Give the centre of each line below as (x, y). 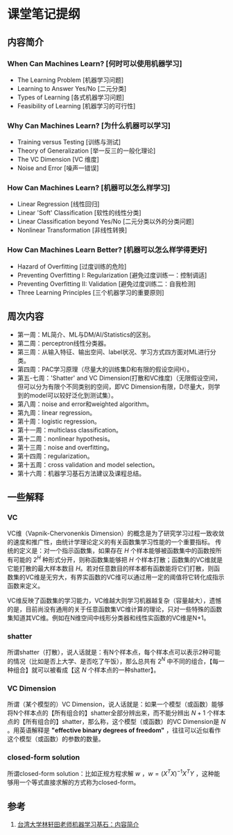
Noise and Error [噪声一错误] (58, 168)
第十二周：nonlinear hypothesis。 (66, 439)
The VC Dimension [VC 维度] (58, 160)
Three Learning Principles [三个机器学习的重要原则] (90, 292)
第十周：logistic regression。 (59, 421)
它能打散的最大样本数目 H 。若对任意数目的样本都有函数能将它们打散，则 (111, 568)
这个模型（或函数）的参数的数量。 (56, 739)
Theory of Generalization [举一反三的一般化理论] (86, 151)
